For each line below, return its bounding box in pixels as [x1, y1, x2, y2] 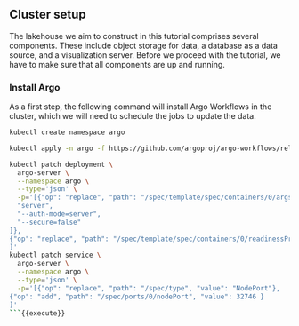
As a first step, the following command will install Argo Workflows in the [9, 101, 272, 112]
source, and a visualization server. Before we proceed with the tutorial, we [9, 49, 282, 60]
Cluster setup [9, 7, 86, 22]
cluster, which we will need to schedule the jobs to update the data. [9, 111, 256, 122]
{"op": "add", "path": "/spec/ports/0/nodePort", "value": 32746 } [9, 292, 265, 301]
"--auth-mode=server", [17, 210, 101, 219]
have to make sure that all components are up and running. [9, 59, 225, 69]
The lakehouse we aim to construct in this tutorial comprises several [9, 30, 260, 41]
